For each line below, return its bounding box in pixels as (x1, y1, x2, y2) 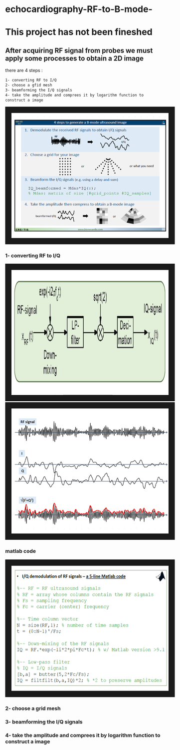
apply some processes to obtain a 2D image (5, 54, 144, 63)
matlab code (5, 548, 36, 555)
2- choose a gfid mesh (5, 83, 52, 88)
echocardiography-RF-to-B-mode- (5, 4, 153, 15)
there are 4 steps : (5, 68, 43, 74)
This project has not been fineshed (5, 27, 153, 38)
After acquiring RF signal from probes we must (5, 46, 153, 55)
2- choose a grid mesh (5, 704, 61, 711)
